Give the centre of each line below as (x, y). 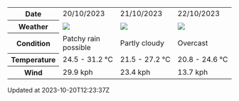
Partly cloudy (142, 43)
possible (77, 47)
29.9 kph (78, 72)
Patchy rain (82, 38)
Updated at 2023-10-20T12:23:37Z (59, 90)
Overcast (193, 43)
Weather (33, 26)
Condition (34, 43)
